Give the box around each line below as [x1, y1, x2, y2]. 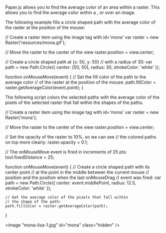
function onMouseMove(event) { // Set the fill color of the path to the [5, 74, 146, 79]
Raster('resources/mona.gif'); [5, 39, 66, 45]
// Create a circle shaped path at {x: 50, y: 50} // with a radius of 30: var [5, 59, 153, 64]
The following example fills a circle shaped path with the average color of [5, 19, 156, 25]
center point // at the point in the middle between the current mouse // [5, 169, 150, 175]
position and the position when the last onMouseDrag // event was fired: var [5, 174, 162, 180]
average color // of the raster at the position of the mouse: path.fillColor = [5, 79, 156, 85]
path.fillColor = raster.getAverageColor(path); [5, 203, 108, 208]
